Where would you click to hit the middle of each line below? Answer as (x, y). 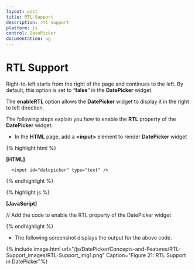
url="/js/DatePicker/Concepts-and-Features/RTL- (122, 249)
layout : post (22, 11)
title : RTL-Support (30, 17)
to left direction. (25, 107)
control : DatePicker (31, 33)
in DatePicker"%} (27, 261)
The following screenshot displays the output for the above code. (93, 237)
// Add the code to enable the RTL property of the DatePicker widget (89, 215)
